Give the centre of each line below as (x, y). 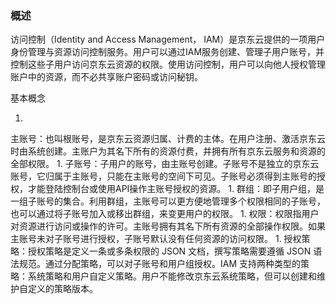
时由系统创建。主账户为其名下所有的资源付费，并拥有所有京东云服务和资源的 (168, 151)
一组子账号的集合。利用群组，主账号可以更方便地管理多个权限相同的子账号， (168, 201)
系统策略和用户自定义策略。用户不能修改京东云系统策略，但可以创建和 (172, 276)
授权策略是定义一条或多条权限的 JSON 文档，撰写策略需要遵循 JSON (169, 251)
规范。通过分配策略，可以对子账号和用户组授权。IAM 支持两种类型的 (160, 264)
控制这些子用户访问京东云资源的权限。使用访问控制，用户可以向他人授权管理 (168, 64)
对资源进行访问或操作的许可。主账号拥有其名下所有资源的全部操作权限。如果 (168, 226)
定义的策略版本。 (62, 289)
